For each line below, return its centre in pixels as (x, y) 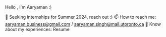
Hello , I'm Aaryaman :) (28, 7)
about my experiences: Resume (37, 29)
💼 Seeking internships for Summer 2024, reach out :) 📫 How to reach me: (81, 17)
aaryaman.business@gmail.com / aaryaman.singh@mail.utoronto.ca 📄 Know (83, 24)
